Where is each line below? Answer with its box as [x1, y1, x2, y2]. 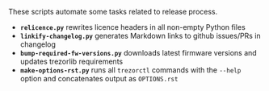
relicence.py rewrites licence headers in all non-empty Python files [19, 23, 246, 31]
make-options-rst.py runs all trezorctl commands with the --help [19, 65, 242, 75]
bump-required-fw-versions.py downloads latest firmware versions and [19, 48, 257, 57]
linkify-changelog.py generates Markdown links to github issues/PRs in [19, 31, 261, 40]
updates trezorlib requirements [19, 56, 124, 66]
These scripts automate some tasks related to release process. [8, 7, 218, 16]
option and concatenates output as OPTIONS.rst [19, 74, 179, 83]
